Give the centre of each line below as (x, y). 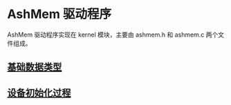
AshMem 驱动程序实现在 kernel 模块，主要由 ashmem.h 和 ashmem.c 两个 (113, 35)
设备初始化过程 (39, 93)
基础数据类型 (35, 67)
